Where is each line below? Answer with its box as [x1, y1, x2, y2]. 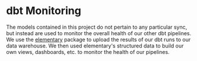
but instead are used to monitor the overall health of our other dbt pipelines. [6, 29, 192, 36]
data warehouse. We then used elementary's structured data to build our [6, 42, 184, 49]
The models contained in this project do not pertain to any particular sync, [6, 23, 188, 30]
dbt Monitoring [6, 4, 81, 18]
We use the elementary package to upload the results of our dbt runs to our [6, 36, 191, 43]
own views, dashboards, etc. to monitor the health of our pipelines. [6, 48, 170, 55]
